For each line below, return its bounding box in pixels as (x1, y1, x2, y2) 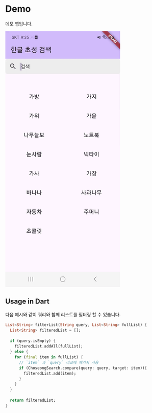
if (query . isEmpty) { (10, 338, 56, 343)
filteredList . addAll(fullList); (14, 344, 83, 349)
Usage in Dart (5, 297, 49, 306)
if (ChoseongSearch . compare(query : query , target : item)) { (18, 365, 147, 371)
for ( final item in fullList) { (14, 355, 83, 360)
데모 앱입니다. (5, 20, 33, 27)
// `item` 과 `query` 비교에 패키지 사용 (18, 360, 98, 365)
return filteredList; (10, 398, 56, 403)
